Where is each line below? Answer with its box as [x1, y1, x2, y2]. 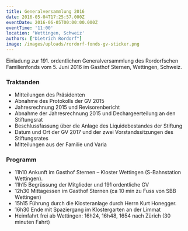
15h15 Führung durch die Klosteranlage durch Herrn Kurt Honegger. [14, 200, 177, 207]
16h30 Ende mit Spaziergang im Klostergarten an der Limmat [14, 206, 161, 213]
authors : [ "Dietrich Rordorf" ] [6, 36, 82, 42]
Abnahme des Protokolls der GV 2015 [14, 98, 105, 105]
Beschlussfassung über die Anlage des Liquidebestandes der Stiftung [14, 122, 183, 129]
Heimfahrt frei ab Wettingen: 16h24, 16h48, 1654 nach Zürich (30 [14, 212, 171, 219]
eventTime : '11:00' [6, 25, 54, 31]
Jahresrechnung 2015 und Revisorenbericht [14, 104, 120, 111]
